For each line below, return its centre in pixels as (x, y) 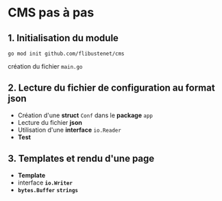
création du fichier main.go (45, 66)
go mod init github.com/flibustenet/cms (66, 54)
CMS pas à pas (51, 13)
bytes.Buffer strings (48, 190)
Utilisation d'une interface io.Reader (70, 130)
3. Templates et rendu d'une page (81, 159)
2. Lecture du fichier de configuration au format (111, 88)
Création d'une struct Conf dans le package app (85, 115)
